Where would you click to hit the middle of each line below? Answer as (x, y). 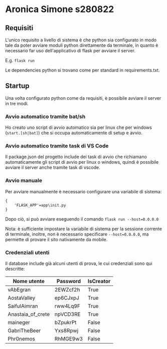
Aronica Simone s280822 (60, 9)
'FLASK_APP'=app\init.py (40, 205)
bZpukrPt (65, 322)
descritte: (15, 269)
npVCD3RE (68, 314)
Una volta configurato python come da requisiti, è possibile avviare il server (83, 98)
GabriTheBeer (24, 331)
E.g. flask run (20, 60)
